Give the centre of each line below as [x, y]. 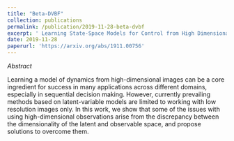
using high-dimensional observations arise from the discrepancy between [113, 117]
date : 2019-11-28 [32, 40]
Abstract [20, 66]
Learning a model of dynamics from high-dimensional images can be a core [116, 80]
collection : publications [45, 20]
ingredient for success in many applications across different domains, [107, 87]
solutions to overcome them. [48, 131]
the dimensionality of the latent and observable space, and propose [104, 124]
